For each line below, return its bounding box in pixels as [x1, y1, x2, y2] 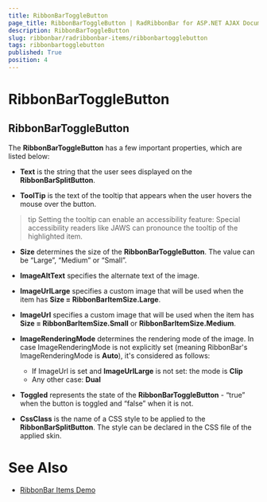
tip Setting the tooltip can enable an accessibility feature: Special [27, 214, 241, 224]
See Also [8, 459, 68, 477]
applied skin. [19, 430, 62, 440]
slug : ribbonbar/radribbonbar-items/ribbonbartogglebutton [8, 33, 208, 42]
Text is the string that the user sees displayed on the [19, 166, 192, 176]
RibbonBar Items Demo [19, 484, 96, 494]
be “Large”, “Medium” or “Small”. [19, 255, 127, 265]
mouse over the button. [19, 199, 97, 208]
